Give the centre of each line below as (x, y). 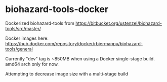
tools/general (19, 49)
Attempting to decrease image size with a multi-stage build (67, 73)
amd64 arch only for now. (32, 64)
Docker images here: (27, 38)
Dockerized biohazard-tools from (40, 23)
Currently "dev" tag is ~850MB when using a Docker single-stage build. (80, 58)
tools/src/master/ (23, 28)
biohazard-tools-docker (57, 9)
